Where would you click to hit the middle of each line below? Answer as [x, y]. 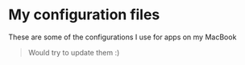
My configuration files [84, 15]
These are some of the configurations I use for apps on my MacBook [122, 37]
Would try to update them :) [74, 52]
